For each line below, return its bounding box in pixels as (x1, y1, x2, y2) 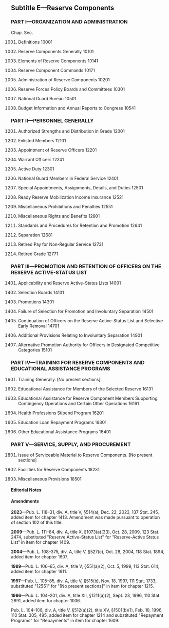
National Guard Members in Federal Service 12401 (18, 175, 119, 181)
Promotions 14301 (18, 299, 54, 305)
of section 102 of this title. (11, 519, 63, 525)
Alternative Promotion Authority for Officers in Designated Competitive (18, 342, 160, 348)
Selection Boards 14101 (18, 290, 64, 296)
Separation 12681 (18, 232, 53, 238)
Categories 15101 (18, 347, 52, 353)
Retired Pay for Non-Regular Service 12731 (18, 241, 104, 247)
